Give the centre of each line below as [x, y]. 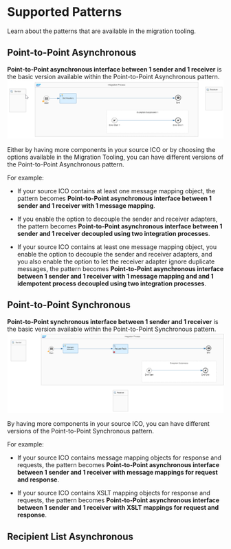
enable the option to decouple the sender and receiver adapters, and [114, 255]
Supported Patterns [65, 12]
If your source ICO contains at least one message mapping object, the [116, 191]
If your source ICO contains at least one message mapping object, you [117, 247]
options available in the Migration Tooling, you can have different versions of [115, 157]
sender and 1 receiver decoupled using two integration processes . [113, 234]
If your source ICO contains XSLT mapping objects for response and [114, 493]
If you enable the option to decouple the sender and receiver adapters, [117, 219]
